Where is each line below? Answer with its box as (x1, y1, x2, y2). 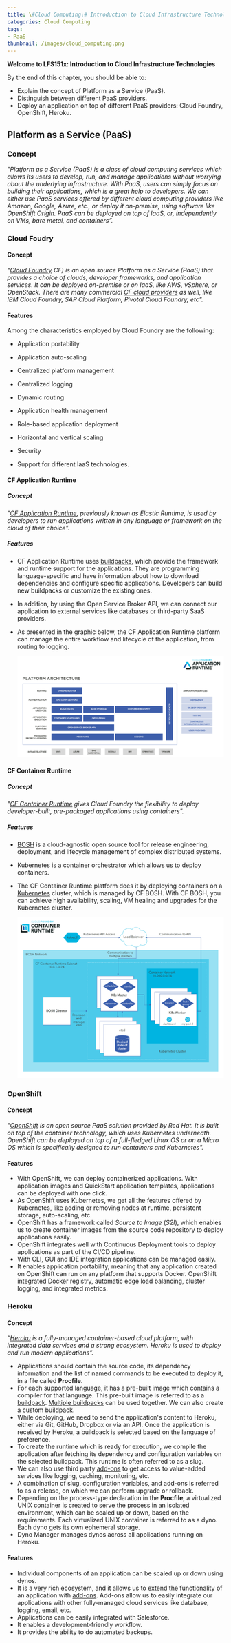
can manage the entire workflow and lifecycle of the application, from (16, 635, 214, 643)
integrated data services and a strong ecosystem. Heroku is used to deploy (7, 1342, 221, 1350)
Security (16, 447, 41, 455)
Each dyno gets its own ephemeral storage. (16, 1523, 141, 1531)
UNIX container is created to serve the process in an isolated (16, 1501, 190, 1510)
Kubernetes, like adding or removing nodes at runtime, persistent (16, 1204, 201, 1212)
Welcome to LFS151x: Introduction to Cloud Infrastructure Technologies (7, 60, 216, 68)
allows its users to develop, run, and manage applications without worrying (7, 172, 221, 181)
